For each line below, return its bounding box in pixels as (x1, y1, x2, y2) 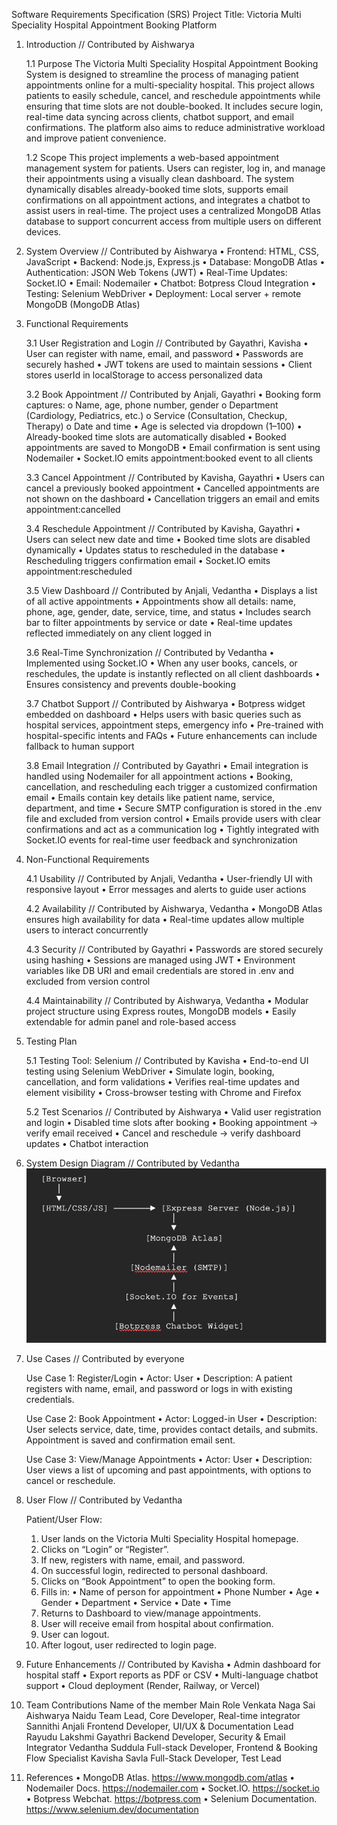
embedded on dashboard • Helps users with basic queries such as (25, 709, 302, 720)
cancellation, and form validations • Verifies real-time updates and (25, 1076, 300, 1088)
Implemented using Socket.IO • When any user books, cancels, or (25, 657, 298, 669)
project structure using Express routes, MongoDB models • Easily (25, 1005, 297, 1017)
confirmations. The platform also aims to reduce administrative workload (25, 122, 326, 133)
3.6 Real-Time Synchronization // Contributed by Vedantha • (25, 647, 275, 658)
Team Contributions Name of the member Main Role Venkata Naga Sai (25, 1699, 316, 1711)
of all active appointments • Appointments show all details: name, (25, 595, 297, 607)
